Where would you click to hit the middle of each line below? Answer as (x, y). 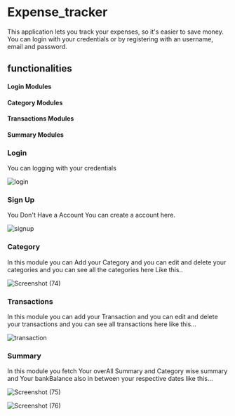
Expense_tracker (58, 12)
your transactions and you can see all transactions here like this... (102, 324)
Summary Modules (36, 135)
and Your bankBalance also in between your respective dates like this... (110, 379)
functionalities (40, 68)
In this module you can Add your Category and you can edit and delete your (117, 262)
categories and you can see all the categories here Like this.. (95, 269)
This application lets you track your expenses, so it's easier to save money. (116, 32)
